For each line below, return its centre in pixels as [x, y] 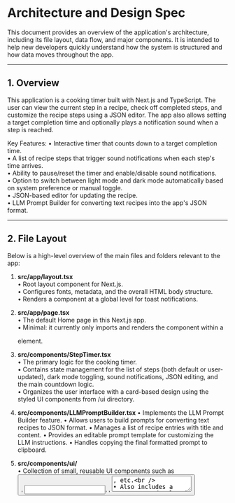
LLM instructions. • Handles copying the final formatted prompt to [112, 442]
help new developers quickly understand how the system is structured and [115, 47]
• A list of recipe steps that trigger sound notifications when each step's [111, 158]
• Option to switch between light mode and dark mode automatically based [115, 180]
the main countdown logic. [56, 384]
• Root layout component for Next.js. [70, 284]
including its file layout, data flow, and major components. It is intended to [113, 39]
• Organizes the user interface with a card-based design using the [113, 391]
